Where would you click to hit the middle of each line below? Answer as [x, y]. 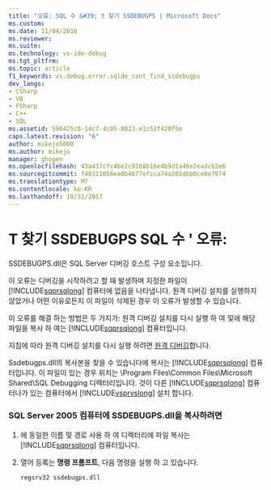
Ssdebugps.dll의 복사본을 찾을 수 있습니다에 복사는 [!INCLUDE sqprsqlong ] [128, 362]
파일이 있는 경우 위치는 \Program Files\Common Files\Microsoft [150, 373]
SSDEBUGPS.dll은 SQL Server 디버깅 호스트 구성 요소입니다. [106, 263]
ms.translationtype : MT [49, 182]
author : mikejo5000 [41, 144]
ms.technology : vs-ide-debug [57, 53]
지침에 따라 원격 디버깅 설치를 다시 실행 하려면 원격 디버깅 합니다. [110, 345]
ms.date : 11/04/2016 [43, 31]
